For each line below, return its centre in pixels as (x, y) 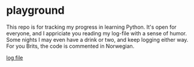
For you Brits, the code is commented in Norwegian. (70, 46)
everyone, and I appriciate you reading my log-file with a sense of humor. (97, 33)
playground (35, 10)
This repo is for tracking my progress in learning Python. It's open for (91, 27)
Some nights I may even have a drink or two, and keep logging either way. (97, 39)
